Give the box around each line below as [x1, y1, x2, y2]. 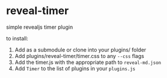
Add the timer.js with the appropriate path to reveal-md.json [14, 59, 162, 66]
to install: [6, 35, 28, 42]
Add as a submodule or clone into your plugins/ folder [14, 46, 146, 53]
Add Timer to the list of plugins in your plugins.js [14, 65, 136, 72]
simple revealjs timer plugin [6, 23, 73, 30]
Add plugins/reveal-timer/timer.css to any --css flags [14, 52, 144, 59]
